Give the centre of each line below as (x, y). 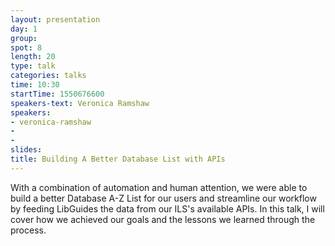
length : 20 (33, 57)
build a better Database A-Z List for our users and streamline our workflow (163, 198)
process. (28, 230)
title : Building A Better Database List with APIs (118, 159)
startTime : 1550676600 (57, 94)
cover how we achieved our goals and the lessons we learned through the (163, 219)
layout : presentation (55, 19)
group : (24, 38)
